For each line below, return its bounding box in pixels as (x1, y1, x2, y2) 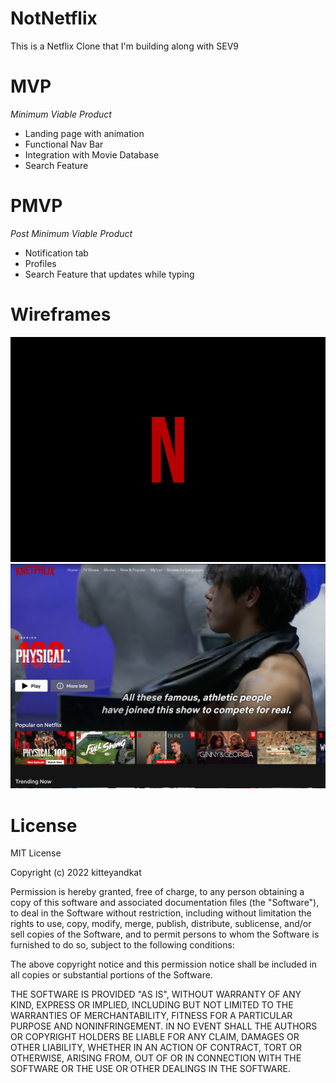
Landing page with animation (24, 127, 145, 139)
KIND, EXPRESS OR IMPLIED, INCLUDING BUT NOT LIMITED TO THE (10, 999, 294, 1011)
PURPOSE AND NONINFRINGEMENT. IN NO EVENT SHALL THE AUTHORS (10, 1020, 318, 1032)
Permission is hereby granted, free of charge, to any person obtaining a (10, 886, 305, 898)
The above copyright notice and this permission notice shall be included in (10, 958, 317, 971)
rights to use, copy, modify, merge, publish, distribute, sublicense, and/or (10, 918, 312, 930)
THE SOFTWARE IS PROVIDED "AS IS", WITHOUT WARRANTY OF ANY (10, 988, 302, 1001)
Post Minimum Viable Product (10, 227, 133, 239)
